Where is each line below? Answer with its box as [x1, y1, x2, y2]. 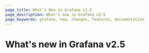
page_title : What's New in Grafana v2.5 [5, 7, 93, 13]
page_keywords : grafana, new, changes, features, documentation [5, 17, 144, 22]
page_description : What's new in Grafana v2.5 [5, 12, 106, 17]
